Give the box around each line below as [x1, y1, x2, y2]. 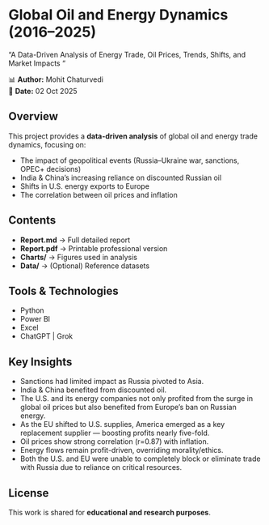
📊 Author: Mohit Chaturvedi [8, 75, 103, 84]
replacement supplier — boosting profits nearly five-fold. [19, 428, 210, 438]
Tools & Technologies [8, 284, 119, 297]
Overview [8, 109, 59, 123]
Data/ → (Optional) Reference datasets [19, 261, 150, 271]
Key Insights [8, 355, 73, 369]
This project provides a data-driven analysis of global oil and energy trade [8, 131, 258, 141]
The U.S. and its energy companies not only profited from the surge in [19, 394, 253, 403]
